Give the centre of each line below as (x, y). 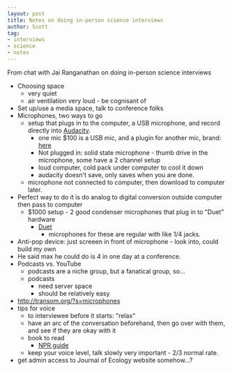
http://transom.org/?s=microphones (69, 301)
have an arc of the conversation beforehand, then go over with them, (126, 323)
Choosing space (41, 86)
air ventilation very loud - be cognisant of (87, 100)
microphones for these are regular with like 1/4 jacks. (124, 234)
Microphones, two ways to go (60, 115)
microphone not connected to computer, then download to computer (126, 182)
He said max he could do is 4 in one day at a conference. (99, 256)
